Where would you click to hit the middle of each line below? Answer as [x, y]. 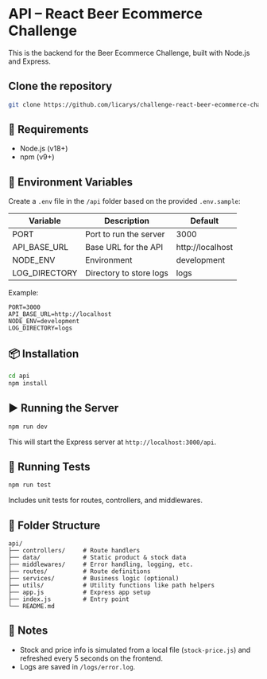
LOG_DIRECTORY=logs [41, 328]
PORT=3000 [25, 307]
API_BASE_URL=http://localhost [60, 314]
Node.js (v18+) [44, 149]
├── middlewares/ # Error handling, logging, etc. [101, 564]
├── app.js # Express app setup [79, 592]
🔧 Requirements [48, 129]
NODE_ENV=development [44, 322]
